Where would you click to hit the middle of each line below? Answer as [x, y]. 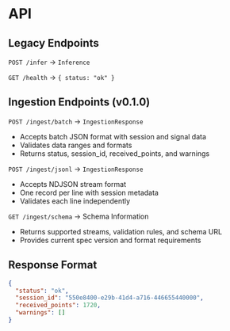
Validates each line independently [75, 201]
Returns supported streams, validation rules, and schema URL [121, 231]
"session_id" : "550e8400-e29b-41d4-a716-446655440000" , [109, 298]
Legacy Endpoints [54, 43]
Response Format [53, 265]
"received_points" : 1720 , [58, 306]
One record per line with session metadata [89, 192]
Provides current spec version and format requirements [110, 240]
